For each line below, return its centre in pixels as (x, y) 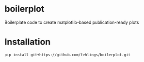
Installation (28, 42)
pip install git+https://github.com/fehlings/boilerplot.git (68, 55)
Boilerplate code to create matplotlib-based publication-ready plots (72, 22)
